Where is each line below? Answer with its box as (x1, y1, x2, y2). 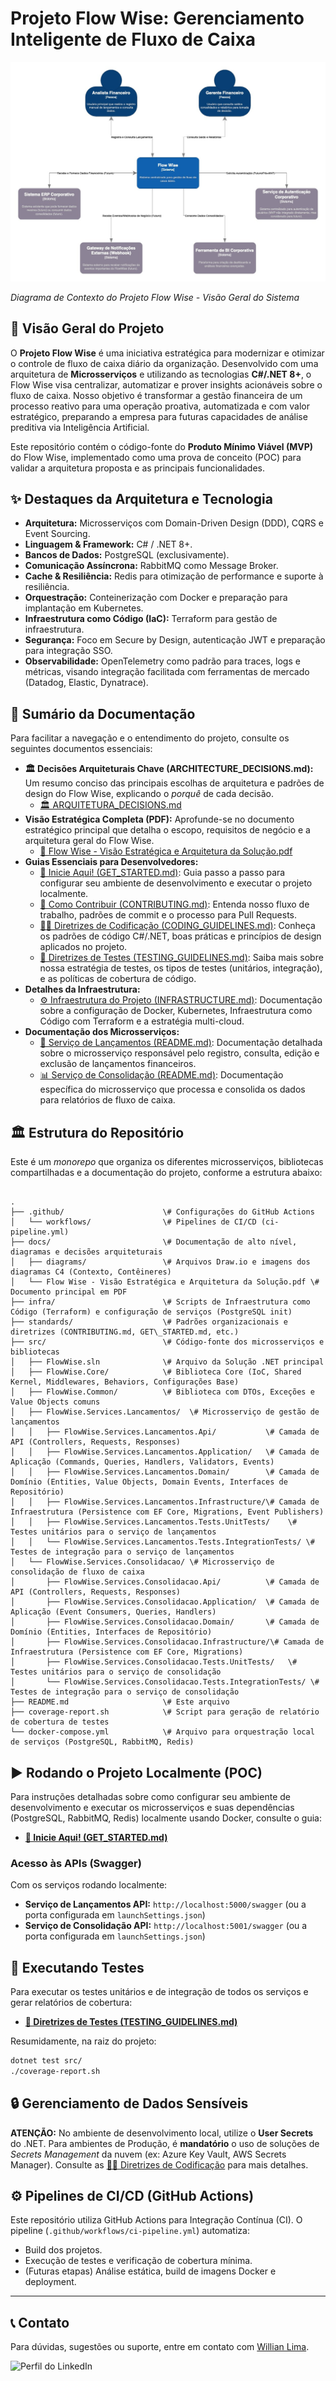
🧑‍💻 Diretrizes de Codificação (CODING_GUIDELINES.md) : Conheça (39, 920, 316, 932)
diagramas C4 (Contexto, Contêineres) (10, 1267, 172, 1277)
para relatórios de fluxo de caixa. (39, 1094, 176, 1106)
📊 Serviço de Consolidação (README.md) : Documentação (39, 1069, 284, 1081)
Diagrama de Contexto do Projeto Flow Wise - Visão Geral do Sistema (10, 291, 300, 303)
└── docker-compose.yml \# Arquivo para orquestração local (10, 1727, 315, 1737)
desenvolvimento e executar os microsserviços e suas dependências (10, 1801, 295, 1813)
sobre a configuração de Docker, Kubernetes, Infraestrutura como (39, 1005, 313, 1017)
